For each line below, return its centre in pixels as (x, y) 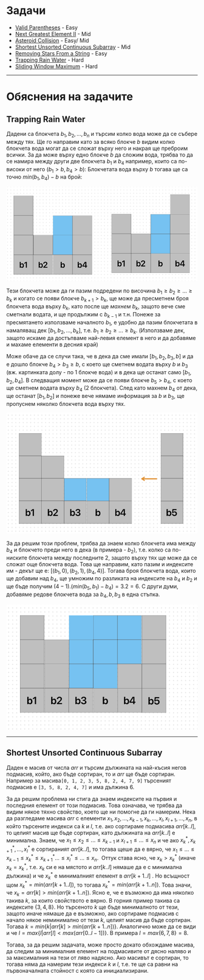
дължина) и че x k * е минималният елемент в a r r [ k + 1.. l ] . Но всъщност (98, 876)
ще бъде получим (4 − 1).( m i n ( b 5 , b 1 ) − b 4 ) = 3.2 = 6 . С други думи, (93, 587)
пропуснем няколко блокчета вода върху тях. (66, 404)
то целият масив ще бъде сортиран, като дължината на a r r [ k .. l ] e (91, 833)
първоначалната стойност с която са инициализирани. (77, 971)
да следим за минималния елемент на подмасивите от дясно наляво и (99, 951)
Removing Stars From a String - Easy (61, 53)
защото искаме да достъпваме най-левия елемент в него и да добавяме (101, 338)
